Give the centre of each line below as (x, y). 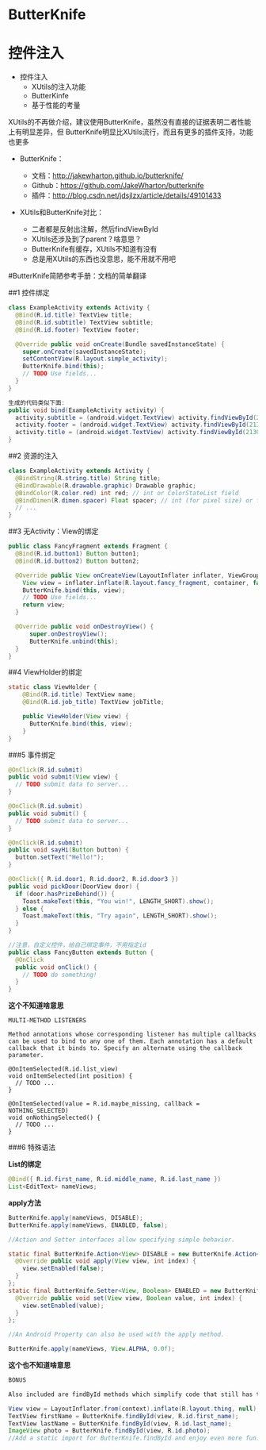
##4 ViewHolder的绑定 (46, 672)
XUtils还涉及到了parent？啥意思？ (86, 239)
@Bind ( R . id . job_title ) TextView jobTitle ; (93, 702)
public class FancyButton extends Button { (81, 952)
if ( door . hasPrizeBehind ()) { (65, 894)
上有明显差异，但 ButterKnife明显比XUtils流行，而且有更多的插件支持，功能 (131, 132)
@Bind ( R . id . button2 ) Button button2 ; (78, 561)
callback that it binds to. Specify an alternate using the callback (125, 1048)
